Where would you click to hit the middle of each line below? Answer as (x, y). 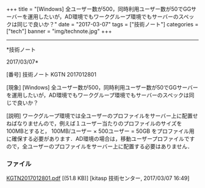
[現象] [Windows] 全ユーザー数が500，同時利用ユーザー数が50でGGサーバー (102, 87)
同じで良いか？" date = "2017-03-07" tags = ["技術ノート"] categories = (108, 24)
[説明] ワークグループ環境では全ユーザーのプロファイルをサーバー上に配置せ (102, 116)
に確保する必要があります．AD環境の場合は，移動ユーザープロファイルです (101, 139)
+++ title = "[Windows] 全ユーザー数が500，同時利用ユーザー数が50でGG (99, 9)
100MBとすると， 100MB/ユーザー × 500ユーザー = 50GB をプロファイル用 (100, 131)
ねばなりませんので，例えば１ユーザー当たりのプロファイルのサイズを (94, 123)
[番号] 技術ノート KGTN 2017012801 (51, 74)
